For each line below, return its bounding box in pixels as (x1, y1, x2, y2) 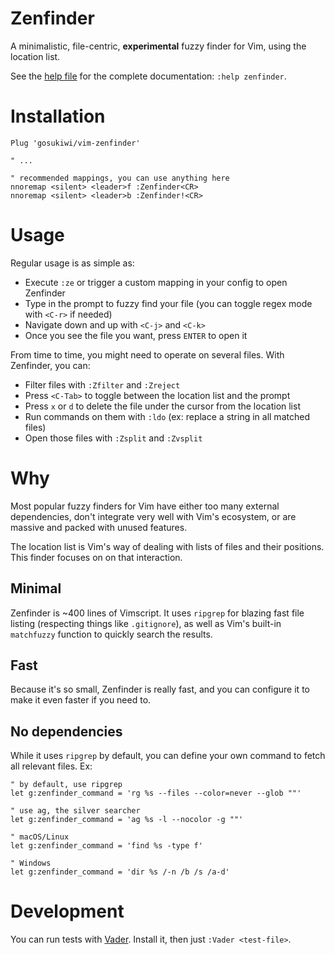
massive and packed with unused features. (10, 521, 188, 533)
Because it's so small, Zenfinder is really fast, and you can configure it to (10, 683, 310, 696)
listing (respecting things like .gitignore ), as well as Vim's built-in (10, 617, 282, 629)
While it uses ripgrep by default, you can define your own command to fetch (10, 750, 326, 762)
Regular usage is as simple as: (10, 257, 135, 269)
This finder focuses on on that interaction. (10, 551, 183, 563)
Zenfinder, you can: (10, 359, 91, 371)
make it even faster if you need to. (10, 694, 152, 706)
